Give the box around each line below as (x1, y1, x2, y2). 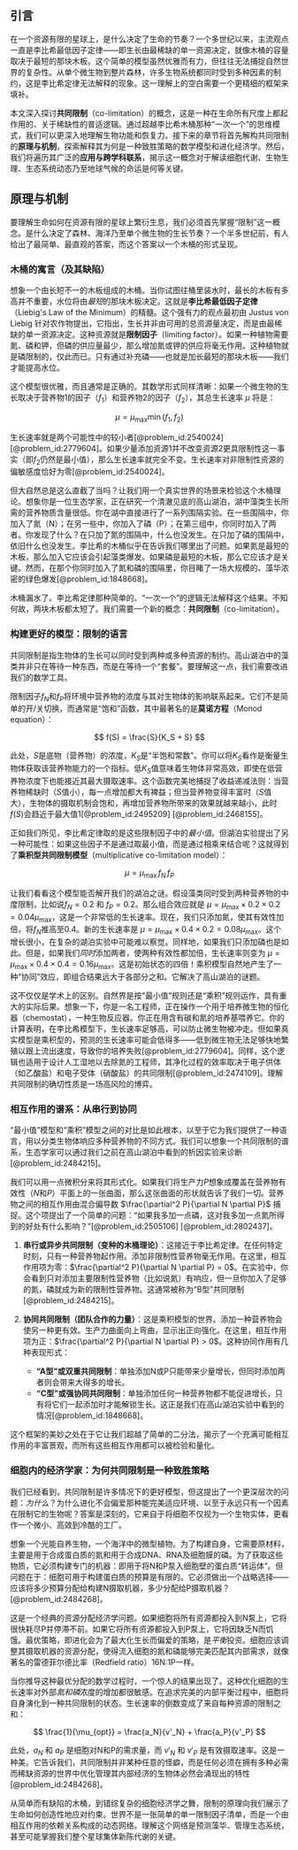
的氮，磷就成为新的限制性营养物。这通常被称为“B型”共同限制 (22, 1284, 245, 1295)
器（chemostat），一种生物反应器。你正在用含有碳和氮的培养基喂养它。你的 (10, 1012, 286, 1022)
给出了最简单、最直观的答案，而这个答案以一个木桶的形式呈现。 (10, 238, 242, 250)
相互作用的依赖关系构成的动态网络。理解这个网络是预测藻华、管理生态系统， (10, 1820, 289, 1831)
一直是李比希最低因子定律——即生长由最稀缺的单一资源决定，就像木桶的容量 (10, 44, 289, 55)
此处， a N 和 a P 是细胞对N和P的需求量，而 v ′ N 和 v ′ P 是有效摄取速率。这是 (10, 1745, 278, 1757)
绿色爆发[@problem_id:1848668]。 (25, 574, 153, 584)
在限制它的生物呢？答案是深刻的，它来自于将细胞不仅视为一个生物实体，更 (10, 1508, 281, 1519)
